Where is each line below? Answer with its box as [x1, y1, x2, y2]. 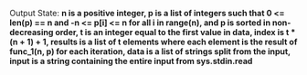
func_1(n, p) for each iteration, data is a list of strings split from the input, [9, 46, 291, 57]
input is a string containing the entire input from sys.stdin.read [9, 56, 253, 66]
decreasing [9, 27, 54, 37]
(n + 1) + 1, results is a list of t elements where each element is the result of [9, 36, 298, 47]
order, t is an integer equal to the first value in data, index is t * [54, 27, 296, 37]
